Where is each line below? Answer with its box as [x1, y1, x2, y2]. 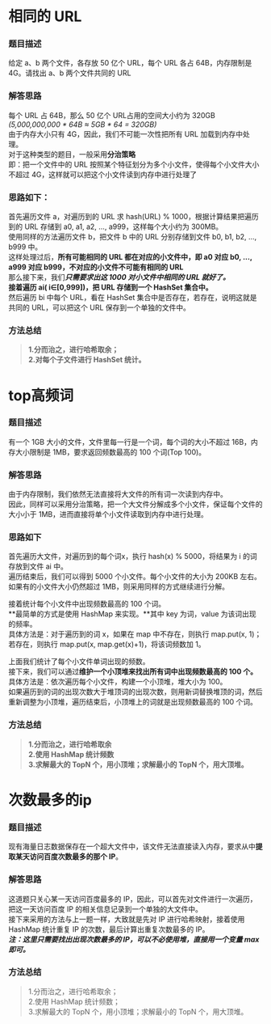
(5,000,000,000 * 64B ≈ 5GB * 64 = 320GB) [8, 119, 157, 129]
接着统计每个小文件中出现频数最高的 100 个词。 [8, 599, 166, 609]
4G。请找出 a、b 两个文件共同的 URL [8, 68, 131, 78]
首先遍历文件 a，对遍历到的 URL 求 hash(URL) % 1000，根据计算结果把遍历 [8, 212, 260, 222]
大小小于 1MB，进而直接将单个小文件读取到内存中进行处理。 [8, 510, 208, 519]
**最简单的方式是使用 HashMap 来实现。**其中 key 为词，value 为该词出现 [8, 609, 256, 619]
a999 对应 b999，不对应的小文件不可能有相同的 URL [8, 262, 184, 272]
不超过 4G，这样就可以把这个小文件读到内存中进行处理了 [8, 169, 198, 179]
